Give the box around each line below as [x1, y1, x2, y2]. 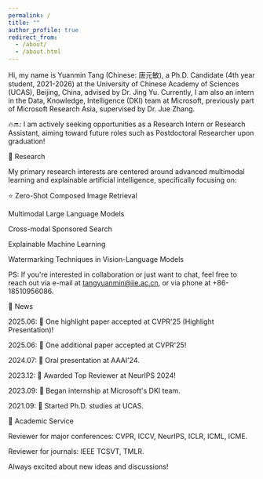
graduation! [8, 136, 46, 146]
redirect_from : [8, 33, 58, 42]
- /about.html [15, 48, 61, 56]
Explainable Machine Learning [8, 240, 106, 249]
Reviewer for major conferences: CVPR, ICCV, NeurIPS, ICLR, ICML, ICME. [8, 432, 248, 441]
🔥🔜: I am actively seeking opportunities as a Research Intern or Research [8, 119, 246, 129]
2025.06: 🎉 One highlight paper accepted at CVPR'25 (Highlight [8, 317, 214, 326]
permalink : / [8, 11, 51, 20]
